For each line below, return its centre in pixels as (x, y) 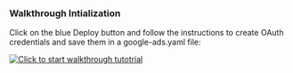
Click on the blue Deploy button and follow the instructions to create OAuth (146, 33)
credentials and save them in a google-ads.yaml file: (105, 42)
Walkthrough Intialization (65, 13)
